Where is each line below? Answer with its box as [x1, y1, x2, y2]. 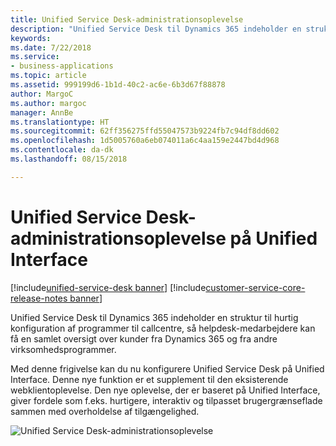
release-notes [10, 292, 68, 304]
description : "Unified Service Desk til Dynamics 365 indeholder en [10, 24, 302, 34]
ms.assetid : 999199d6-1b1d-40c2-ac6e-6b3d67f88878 [10, 80, 226, 90]
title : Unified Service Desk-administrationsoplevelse [10, 14, 244, 25]
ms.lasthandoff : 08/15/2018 [10, 154, 128, 164]
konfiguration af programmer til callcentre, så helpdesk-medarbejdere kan [10, 322, 316, 334]
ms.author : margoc [10, 98, 87, 108]
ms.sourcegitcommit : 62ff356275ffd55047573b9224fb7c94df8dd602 [10, 126, 280, 136]
